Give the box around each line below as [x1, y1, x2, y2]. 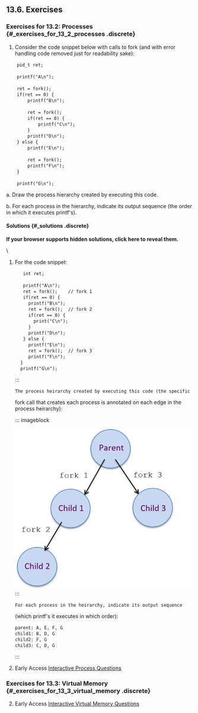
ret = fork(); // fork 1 [23, 288, 92, 294]
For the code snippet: [14, 258, 68, 266]
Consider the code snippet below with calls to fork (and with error [14, 43, 176, 50]
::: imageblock [14, 416, 50, 424]
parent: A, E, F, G [14, 625, 63, 631]
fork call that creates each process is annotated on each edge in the [14, 399, 182, 406]
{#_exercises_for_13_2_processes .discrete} [6, 30, 136, 38]
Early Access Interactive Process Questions [14, 664, 122, 671]
